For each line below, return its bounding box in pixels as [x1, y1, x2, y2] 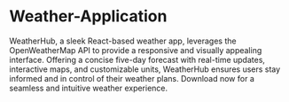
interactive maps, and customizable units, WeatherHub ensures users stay [9, 64, 281, 75]
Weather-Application [9, 6, 168, 27]
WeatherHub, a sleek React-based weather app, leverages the [9, 35, 237, 46]
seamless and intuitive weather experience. [9, 82, 168, 93]
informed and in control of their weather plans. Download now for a [9, 73, 254, 83]
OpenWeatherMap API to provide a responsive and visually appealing [9, 44, 262, 55]
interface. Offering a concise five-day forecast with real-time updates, [9, 54, 266, 65]
